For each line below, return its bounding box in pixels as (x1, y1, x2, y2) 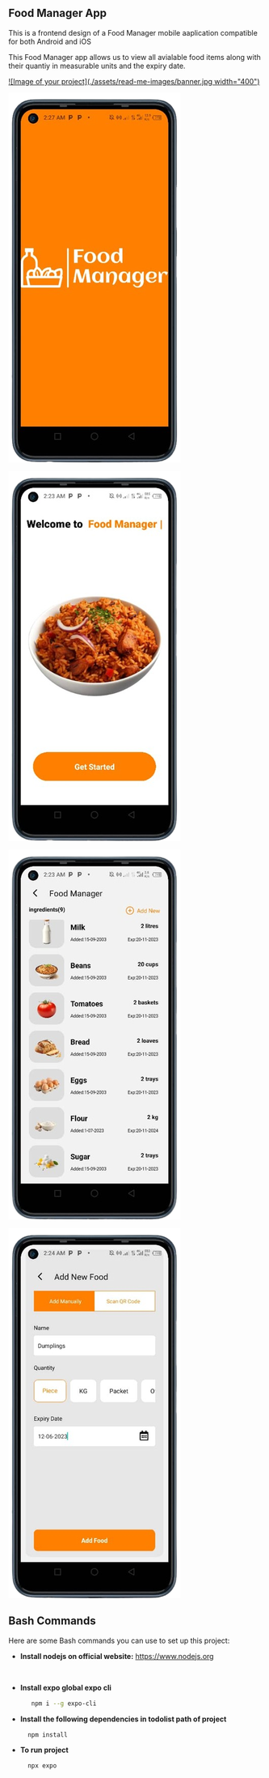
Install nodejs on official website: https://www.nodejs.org (19, 1651, 214, 1661)
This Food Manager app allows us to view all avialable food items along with (8, 52, 261, 62)
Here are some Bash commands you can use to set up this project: (8, 1636, 230, 1645)
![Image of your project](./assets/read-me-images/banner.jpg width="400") (8, 76, 260, 86)
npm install (27, 1730, 68, 1739)
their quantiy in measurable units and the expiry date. (8, 61, 186, 70)
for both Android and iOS (8, 36, 91, 46)
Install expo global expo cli (19, 1682, 111, 1692)
